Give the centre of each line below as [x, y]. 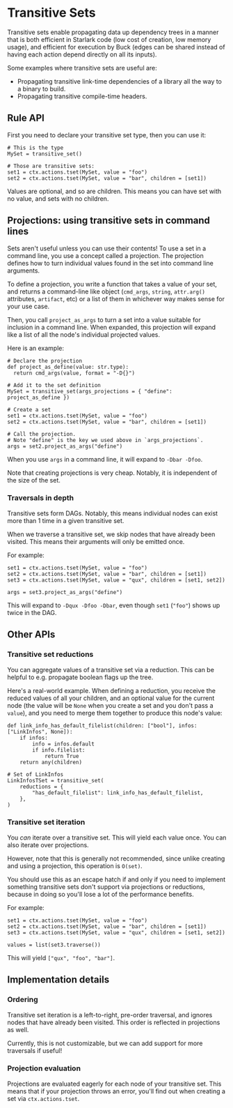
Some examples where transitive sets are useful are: [82, 68]
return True [62, 756]
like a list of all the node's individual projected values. [84, 334]
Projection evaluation [44, 1068]
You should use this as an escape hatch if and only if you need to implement [116, 879]
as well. [18, 1029]
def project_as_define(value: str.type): [68, 367]
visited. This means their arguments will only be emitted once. [96, 541]
